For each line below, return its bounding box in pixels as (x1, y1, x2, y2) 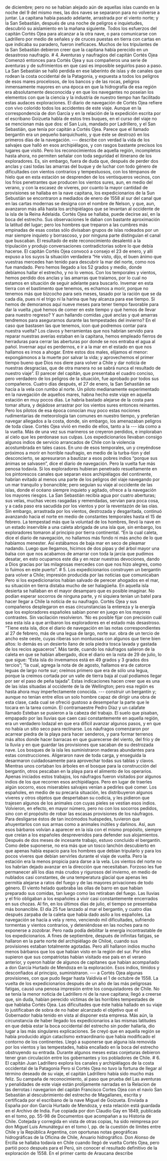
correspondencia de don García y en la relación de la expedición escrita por (5, 110, 161, 116)
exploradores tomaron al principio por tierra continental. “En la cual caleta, (5, 529, 158, 535)
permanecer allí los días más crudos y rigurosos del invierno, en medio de (5, 869, 157, 875)
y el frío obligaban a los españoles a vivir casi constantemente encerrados (5, 896, 158, 901)
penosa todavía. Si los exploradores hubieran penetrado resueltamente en (5, 466, 158, 471)
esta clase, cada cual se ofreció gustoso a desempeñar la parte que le (5, 699, 150, 705)
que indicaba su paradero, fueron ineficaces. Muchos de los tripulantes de (5, 41, 159, 47)
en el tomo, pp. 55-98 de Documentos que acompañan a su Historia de (5, 1113, 152, 1119)
